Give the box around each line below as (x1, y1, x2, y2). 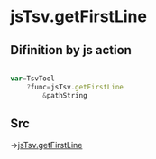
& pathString (42, 90, 88, 100)
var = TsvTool (10, 74, 55, 83)
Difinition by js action (10, 42, 132, 58)
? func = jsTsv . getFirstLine (26, 82, 124, 91)
